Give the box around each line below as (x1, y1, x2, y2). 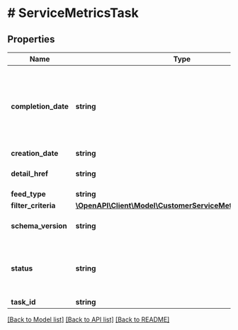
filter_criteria (11, 200, 56, 210)
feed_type (11, 189, 46, 199)
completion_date (11, 101, 69, 111)
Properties (7, 33, 55, 45)
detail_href (11, 169, 48, 178)
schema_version (11, 221, 67, 231)
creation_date (11, 149, 59, 158)
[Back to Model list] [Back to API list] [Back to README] (7, 315, 170, 324)
